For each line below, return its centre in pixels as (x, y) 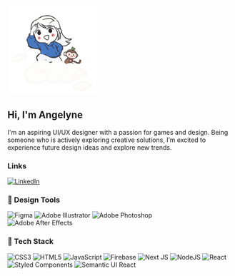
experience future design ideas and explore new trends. (90, 147)
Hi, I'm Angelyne (45, 115)
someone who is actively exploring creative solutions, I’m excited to (107, 140)
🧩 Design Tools (34, 200)
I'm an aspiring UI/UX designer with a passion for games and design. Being (118, 132)
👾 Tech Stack (31, 242)
